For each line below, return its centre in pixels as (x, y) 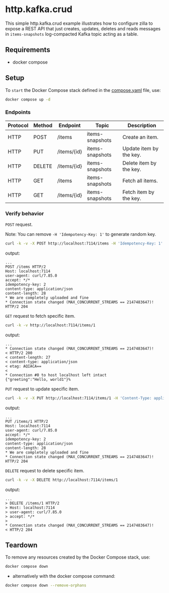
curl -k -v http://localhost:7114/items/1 (50, 325)
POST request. (19, 225)
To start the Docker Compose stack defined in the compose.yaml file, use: (83, 90)
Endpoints (18, 112)
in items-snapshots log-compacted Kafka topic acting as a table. (72, 34)
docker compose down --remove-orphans (46, 585)
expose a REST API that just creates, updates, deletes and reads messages (83, 28)
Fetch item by (139, 192)
